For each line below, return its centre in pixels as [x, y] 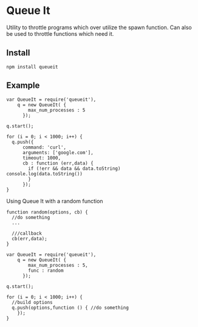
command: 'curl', [44, 147]
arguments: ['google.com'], [58, 152]
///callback [27, 233]
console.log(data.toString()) [45, 174]
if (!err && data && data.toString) [74, 168]
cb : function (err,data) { [58, 163]
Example [23, 86]
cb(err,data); [29, 238]
